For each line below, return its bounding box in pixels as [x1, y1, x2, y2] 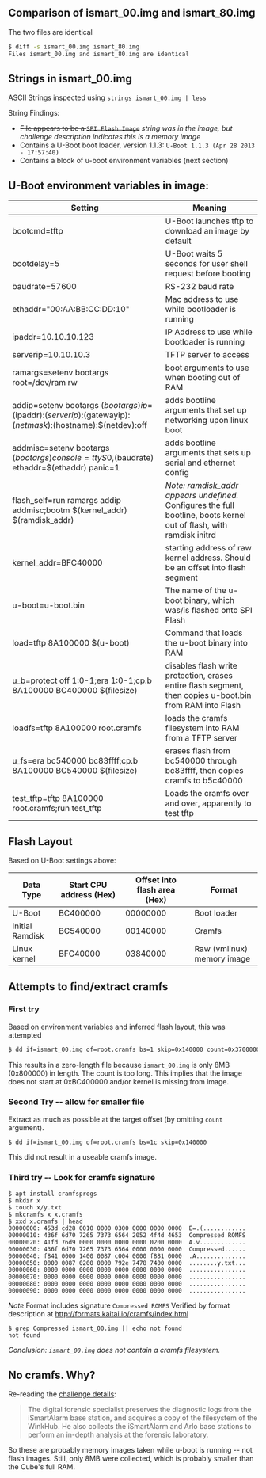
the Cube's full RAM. [8, 1461, 76, 1472]
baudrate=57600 [12, 281, 77, 292]
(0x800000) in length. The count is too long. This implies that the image [8, 1069, 243, 1078]
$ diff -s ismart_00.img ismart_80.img [8, 43, 140, 51]
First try [8, 1004, 40, 1015]
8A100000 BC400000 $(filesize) [12, 685, 138, 696]
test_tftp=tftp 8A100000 [12, 793, 104, 804]
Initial [12, 920, 32, 931]
